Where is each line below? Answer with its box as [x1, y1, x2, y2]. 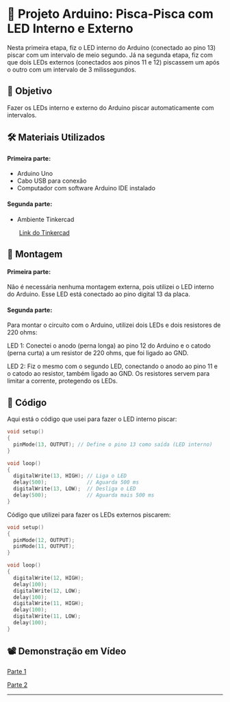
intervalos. [7, 111, 37, 119]
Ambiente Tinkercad [16, 215, 75, 223]
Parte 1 [7, 667, 27, 675]
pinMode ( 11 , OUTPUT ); [13, 543, 75, 550]
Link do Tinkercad [19, 228, 70, 236]
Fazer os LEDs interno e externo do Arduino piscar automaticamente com [7, 103, 214, 112]
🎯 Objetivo [7, 85, 53, 97]
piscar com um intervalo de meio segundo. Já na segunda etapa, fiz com [7, 51, 214, 59]
